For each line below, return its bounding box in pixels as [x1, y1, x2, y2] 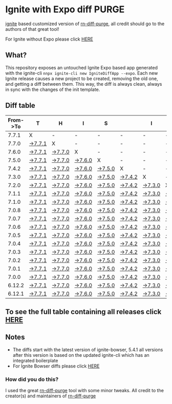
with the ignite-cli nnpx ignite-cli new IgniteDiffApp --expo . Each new [5, 70, 158, 76]
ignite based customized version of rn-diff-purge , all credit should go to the [5, 21, 165, 27]
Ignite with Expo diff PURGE [5, 4, 125, 15]
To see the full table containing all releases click [5, 307, 162, 316]
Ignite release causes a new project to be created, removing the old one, [5, 75, 158, 82]
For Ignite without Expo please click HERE [5, 36, 93, 42]
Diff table [5, 101, 36, 110]
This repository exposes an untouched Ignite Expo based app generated [5, 64, 158, 70]
